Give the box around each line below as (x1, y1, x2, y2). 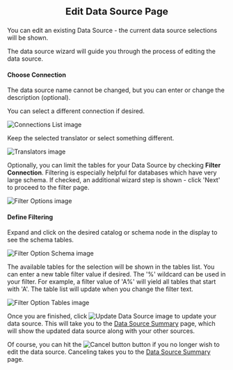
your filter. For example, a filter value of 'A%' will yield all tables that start (7, 278, 216, 286)
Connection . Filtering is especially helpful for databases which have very (7, 168, 217, 177)
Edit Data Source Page (65, 6, 169, 17)
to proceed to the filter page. (7, 184, 90, 192)
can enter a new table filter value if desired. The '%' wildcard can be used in (7, 270, 226, 279)
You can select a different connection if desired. (7, 107, 145, 115)
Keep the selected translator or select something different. (7, 134, 175, 142)
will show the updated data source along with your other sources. (7, 327, 195, 335)
